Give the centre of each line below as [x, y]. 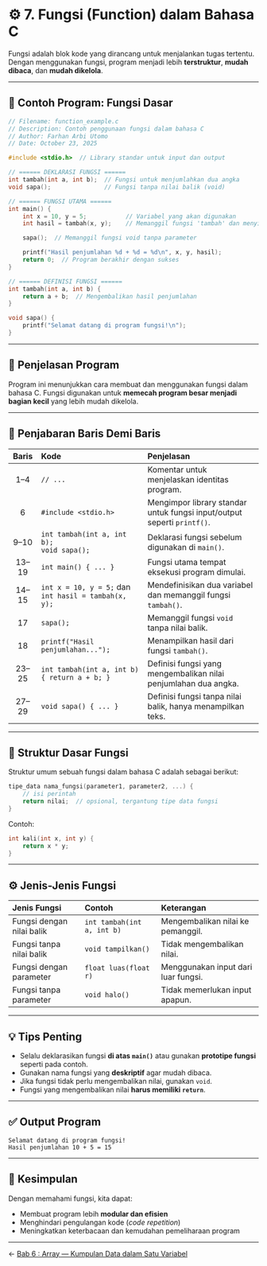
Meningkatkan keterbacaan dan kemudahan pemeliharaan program [130, 1230]
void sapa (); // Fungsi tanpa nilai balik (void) [117, 187]
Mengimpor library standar [197, 502]
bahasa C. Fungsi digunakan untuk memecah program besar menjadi [123, 392]
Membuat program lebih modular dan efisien [94, 1213]
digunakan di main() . [186, 547]
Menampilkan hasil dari [191, 641]
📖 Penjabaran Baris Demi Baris [85, 434]
